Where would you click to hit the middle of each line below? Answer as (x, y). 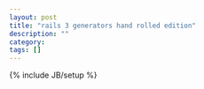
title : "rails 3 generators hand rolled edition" (103, 26)
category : (27, 42)
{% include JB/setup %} (53, 75)
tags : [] (25, 50)
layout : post (33, 17)
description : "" (39, 33)
